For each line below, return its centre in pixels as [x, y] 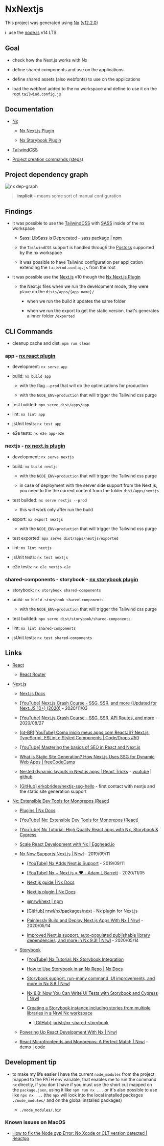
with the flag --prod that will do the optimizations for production [84, 386]
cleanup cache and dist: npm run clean [51, 343]
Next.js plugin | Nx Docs [51, 892]
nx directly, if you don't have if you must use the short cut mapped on [82, 1085]
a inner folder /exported [51, 316]
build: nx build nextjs [35, 466]
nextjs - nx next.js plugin [35, 446]
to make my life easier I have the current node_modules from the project [83, 1074]
